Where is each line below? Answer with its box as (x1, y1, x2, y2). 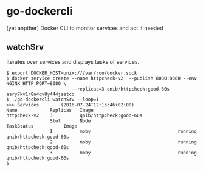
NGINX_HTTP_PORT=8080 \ (6, 80, 67, 86)
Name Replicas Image (6, 107, 94, 113)
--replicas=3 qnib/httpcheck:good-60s (71, 86, 170, 92)
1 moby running (49, 128, 198, 134)
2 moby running (49, 139, 198, 145)
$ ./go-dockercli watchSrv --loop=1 (6, 96, 99, 103)
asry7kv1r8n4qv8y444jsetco (6, 91, 75, 97)
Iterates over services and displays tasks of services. (6, 58, 140, 65)
